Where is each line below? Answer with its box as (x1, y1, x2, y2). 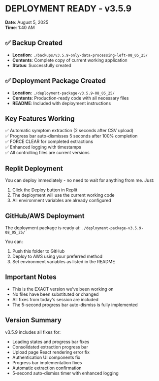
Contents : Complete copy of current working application (12, 57, 128, 63)
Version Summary (5, 316, 62, 324)
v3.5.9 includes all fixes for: (5, 329, 61, 335)
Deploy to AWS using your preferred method (12, 253, 102, 259)
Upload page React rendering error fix (12, 349, 90, 355)
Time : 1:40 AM (5, 24, 35, 30)
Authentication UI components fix (12, 354, 80, 360)
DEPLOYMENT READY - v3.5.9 (5, 3, 132, 14)
